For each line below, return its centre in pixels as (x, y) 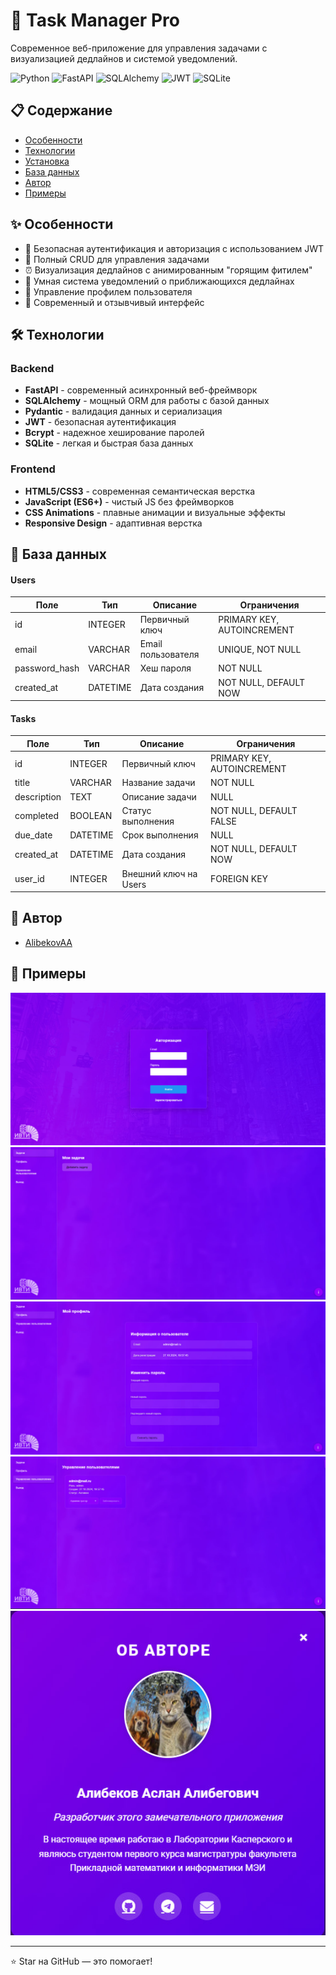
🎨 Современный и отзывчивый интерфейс (114, 302)
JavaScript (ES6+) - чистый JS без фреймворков (129, 501)
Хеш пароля (165, 668)
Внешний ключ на (159, 873)
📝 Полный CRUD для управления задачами (117, 259)
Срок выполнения (160, 835)
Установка (47, 161)
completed (36, 816)
